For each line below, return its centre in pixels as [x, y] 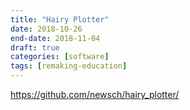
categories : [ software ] [60, 57]
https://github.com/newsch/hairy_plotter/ [95, 94]
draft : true [35, 47]
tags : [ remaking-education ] [69, 66]
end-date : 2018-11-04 [55, 38]
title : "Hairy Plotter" [60, 19]
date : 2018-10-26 [46, 29]
